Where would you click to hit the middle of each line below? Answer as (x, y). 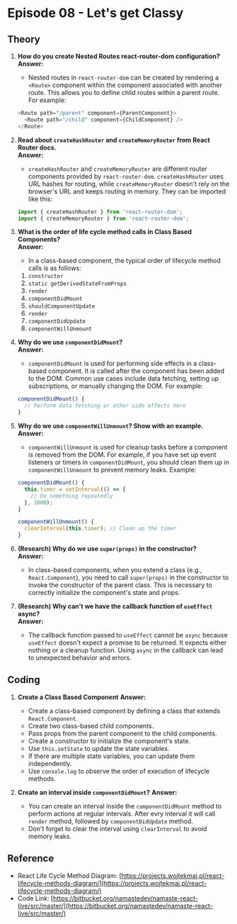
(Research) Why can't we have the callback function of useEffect (115, 606)
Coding (24, 680)
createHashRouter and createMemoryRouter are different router (117, 169)
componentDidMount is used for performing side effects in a (112, 364)
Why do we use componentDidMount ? (70, 343)
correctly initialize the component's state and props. (104, 592)
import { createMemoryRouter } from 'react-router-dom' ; (103, 218)
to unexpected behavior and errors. (80, 658)
